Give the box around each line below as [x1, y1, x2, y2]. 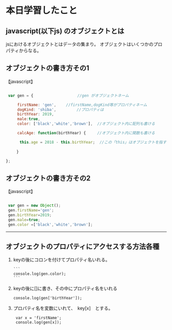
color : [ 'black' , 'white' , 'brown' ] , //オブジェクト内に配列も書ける [17, 121, 155, 127]
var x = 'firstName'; [15, 315, 62, 321]
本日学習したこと [6, 5, 78, 16]
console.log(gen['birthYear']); [13, 296, 82, 301]
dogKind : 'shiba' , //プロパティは [17, 107, 104, 112]
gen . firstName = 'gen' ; [8, 208, 54, 213]
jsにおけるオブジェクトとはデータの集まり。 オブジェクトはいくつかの [6, 41, 154, 47]
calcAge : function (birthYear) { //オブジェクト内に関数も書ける [17, 131, 155, 136]
